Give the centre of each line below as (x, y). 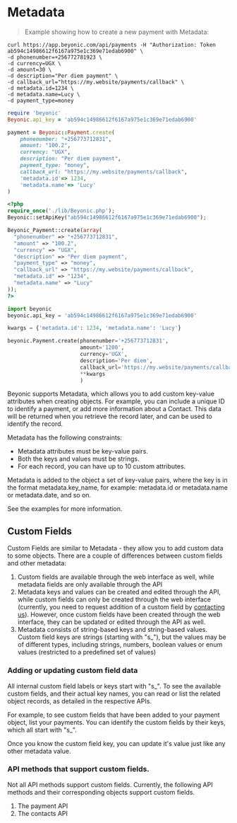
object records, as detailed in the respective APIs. (79, 701)
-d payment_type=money (41, 100)
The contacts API (43, 813)
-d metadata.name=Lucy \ (44, 94)
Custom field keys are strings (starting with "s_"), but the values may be (122, 637)
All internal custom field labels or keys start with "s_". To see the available (114, 686)
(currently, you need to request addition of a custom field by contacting (121, 607)
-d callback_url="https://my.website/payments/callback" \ (96, 82)
